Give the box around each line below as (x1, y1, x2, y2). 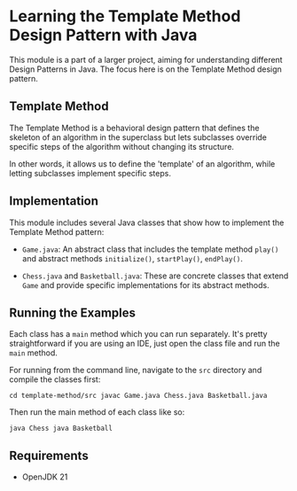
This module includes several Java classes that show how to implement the (9, 217, 285, 228)
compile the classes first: (9, 374, 101, 385)
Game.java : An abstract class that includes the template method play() (21, 244, 279, 254)
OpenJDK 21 (21, 472, 68, 482)
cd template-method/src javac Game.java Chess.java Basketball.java (9, 392, 268, 401)
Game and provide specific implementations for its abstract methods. (21, 279, 270, 290)
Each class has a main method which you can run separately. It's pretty (9, 329, 268, 339)
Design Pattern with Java (9, 25, 198, 45)
